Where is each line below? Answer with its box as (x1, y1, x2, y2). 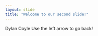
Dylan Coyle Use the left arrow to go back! (5, 25, 93, 31)
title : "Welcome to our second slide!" (5, 12, 89, 17)
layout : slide (5, 7, 35, 12)
